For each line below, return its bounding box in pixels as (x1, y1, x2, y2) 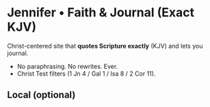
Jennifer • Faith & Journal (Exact (7, 5, 195, 20)
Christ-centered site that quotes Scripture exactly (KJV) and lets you (7, 42, 203, 50)
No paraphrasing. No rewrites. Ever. (16, 62, 118, 70)
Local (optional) (7, 89, 76, 101)
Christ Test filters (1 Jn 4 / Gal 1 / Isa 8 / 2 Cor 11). (16, 70, 156, 78)
